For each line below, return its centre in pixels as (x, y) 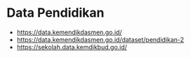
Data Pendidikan (55, 13)
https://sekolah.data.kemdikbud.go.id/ (72, 47)
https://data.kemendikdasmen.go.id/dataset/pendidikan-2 (100, 39)
